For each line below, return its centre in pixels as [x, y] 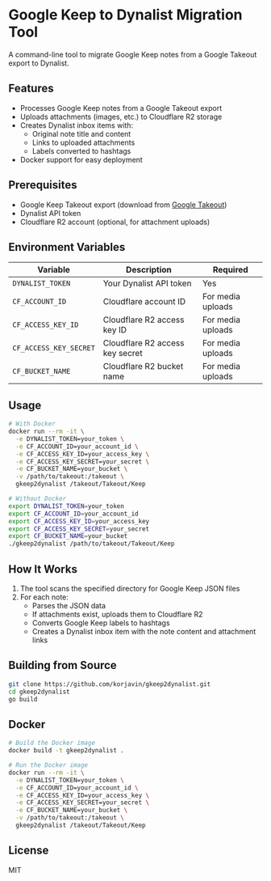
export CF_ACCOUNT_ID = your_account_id [73, 514]
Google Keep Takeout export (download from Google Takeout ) [123, 205]
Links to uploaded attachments [83, 142]
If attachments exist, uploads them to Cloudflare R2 [117, 614]
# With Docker [32, 424]
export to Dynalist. [39, 63]
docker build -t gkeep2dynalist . [67, 751]
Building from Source [63, 665]
